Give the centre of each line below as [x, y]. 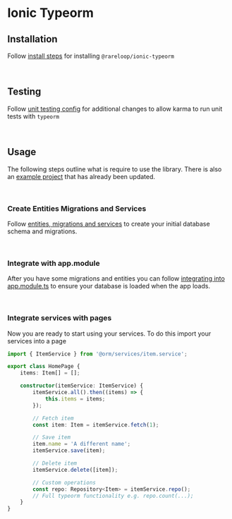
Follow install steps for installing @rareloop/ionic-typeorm [91, 56]
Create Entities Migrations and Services [77, 208]
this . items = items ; [75, 399]
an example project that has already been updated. [81, 176]
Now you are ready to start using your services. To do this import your [109, 334]
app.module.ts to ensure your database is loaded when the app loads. [109, 286]
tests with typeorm [33, 116]
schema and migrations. [42, 231]
